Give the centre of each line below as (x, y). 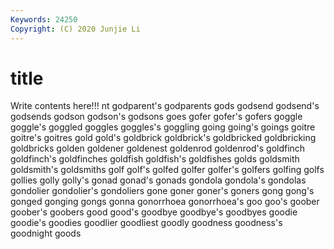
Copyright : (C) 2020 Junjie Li (75, 29)
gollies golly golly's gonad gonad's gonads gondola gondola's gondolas (158, 180)
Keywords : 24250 (44, 19)
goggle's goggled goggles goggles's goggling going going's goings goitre (163, 127)
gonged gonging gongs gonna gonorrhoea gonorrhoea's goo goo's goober (165, 202)
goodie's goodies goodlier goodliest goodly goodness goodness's (146, 223)
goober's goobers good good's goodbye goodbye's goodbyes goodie (154, 212)
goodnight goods (46, 233)
